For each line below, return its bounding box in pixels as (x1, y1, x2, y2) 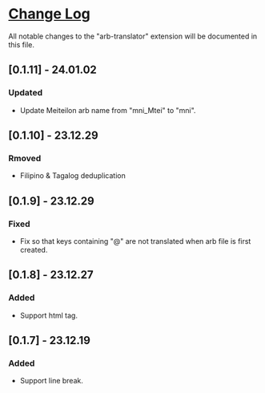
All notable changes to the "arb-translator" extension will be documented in (8, 31, 258, 41)
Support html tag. (19, 310, 78, 320)
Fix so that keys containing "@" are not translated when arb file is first (19, 237, 251, 245)
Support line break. (19, 376, 84, 386)
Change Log (8, 5, 90, 23)
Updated (8, 87, 42, 99)
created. (19, 245, 48, 254)
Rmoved (8, 152, 42, 164)
